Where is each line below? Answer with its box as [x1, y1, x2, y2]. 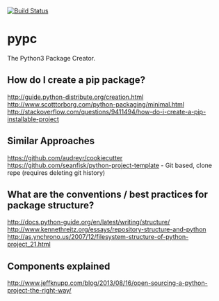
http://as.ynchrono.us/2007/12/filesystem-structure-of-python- [7, 233, 189, 241]
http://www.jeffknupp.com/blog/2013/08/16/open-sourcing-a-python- [7, 279, 208, 287]
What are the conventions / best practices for [7, 188, 209, 200]
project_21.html [7, 240, 51, 249]
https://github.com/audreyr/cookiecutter [7, 153, 123, 162]
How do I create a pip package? [7, 74, 146, 86]
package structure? [7, 199, 95, 211]
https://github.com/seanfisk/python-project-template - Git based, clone [7, 161, 212, 169]
